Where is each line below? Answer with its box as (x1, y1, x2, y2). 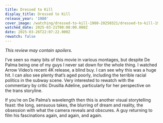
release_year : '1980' (5, 16, 49, 21)
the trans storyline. (5, 88, 43, 93)
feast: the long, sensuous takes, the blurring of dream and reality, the (5, 102, 143, 108)
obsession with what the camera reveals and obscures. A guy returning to (5, 107, 153, 113)
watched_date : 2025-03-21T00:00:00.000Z (5, 25, 88, 30)
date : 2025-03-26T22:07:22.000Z (5, 30, 70, 34)
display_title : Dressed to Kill (5, 12, 70, 16)
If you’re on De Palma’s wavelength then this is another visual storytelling (5, 97, 151, 103)
